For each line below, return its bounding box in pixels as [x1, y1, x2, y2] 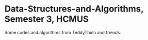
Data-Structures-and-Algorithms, [4, 3, 144, 14]
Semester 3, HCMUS [4, 13, 89, 25]
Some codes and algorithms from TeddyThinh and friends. [4, 29, 122, 35]
